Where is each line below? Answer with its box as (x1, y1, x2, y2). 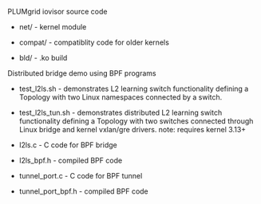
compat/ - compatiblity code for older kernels (18, 37, 169, 47)
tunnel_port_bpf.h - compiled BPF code (18, 186, 148, 196)
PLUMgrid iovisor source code (7, 7, 108, 16)
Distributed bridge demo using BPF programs (7, 69, 156, 78)
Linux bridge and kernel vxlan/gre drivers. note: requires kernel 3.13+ (18, 125, 247, 134)
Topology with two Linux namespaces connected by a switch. (18, 92, 223, 102)
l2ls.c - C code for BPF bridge (18, 140, 117, 150)
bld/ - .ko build (18, 53, 68, 62)
